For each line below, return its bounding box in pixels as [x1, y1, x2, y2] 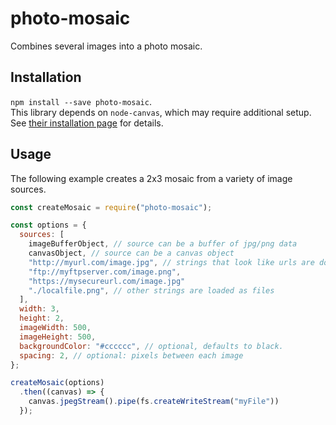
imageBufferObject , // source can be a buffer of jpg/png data [28, 239, 298, 249]
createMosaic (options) [10, 378, 105, 388]
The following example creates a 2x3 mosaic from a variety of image [10, 172, 293, 184]
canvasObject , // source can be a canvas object [28, 248, 235, 259]
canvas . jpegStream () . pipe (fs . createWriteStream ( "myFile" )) [28, 397, 280, 407]
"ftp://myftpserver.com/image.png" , [28, 267, 182, 277]
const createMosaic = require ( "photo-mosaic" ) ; [10, 202, 213, 212]
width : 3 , [19, 304, 60, 314]
